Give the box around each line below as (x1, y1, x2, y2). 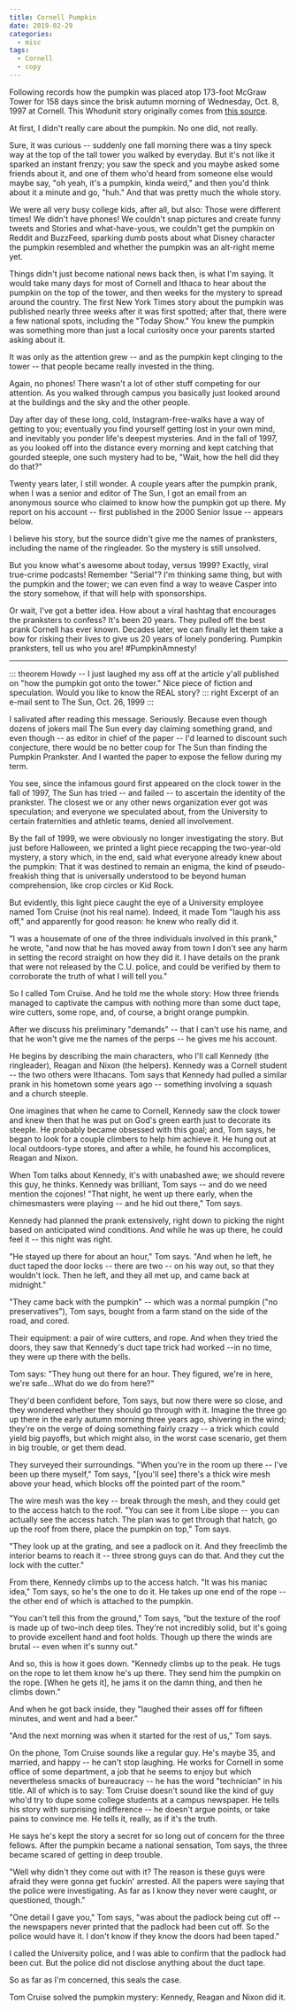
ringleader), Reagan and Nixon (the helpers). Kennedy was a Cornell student (9, 1060, 287, 1071)
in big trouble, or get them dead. (9, 1442, 126, 1453)
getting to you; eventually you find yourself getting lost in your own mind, (9, 423, 276, 434)
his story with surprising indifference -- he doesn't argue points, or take (9, 1804, 270, 1814)
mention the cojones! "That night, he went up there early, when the (9, 1189, 254, 1199)
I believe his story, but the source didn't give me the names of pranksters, (9, 533, 278, 543)
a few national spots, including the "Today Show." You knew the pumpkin (9, 316, 275, 326)
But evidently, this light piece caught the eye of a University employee (9, 897, 263, 908)
